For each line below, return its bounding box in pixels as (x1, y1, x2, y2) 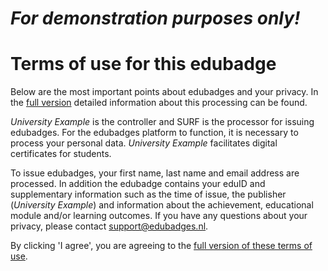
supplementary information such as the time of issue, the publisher (10, 188, 287, 201)
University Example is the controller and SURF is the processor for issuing (10, 116, 315, 128)
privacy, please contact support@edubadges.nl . (10, 220, 209, 232)
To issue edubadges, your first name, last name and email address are (10, 167, 300, 179)
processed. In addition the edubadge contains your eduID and (10, 178, 266, 190)
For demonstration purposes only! (10, 7, 301, 30)
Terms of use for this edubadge (10, 53, 277, 76)
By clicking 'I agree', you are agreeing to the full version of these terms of (10, 240, 313, 252)
